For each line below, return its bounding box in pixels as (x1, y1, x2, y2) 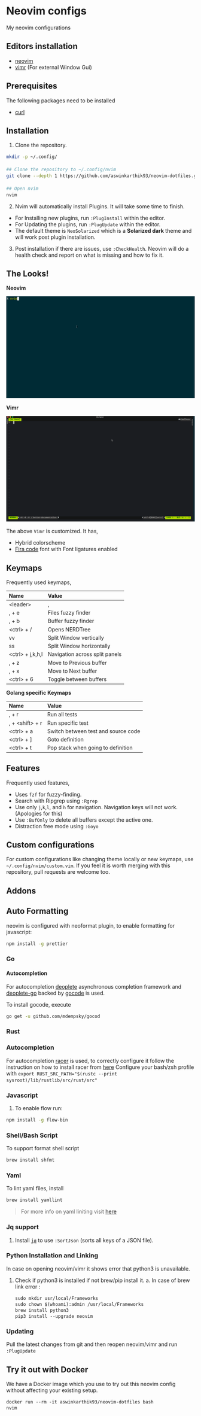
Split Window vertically (47, 634, 105, 641)
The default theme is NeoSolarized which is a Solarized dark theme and (14, 227, 192, 234)
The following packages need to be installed (6, 97, 115, 104)
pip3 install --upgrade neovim (14, 1313, 93, 1319)
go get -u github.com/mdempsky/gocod (6, 1013, 100, 1019)
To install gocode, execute (6, 1001, 71, 1008)
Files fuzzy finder (47, 609, 91, 616)
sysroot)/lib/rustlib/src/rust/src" (6, 1077, 98, 1083)
